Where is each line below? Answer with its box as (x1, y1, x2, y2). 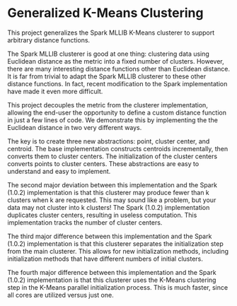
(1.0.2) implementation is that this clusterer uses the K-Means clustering (7, 276, 216, 284)
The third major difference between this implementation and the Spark (7, 232, 212, 240)
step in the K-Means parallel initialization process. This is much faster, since (7, 283, 229, 291)
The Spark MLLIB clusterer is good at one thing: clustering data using (7, 49, 210, 58)
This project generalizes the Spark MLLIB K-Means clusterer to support (7, 28, 215, 37)
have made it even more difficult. (7, 87, 103, 95)
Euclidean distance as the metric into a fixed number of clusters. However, (7, 57, 224, 65)
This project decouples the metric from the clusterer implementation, (7, 100, 209, 109)
